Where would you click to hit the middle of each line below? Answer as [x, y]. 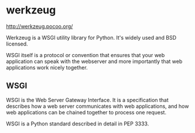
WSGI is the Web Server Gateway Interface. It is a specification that [87, 100]
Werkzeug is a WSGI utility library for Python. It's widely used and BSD [91, 37]
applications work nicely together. [47, 67]
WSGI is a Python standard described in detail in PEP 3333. [78, 124]
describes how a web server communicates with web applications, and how [97, 106]
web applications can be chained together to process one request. [86, 112]
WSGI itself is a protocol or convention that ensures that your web [85, 55]
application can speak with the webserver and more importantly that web [94, 61]
